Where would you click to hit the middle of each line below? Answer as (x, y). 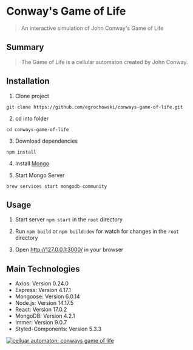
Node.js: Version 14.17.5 (44, 303)
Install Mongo (32, 163)
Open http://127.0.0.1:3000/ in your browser (69, 250)
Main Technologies (43, 269)
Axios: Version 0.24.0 (42, 284)
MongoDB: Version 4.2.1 (45, 316)
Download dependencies (46, 141)
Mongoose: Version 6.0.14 (47, 296)
